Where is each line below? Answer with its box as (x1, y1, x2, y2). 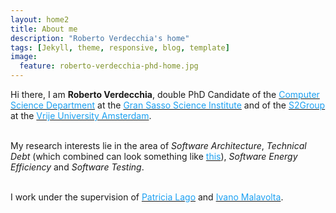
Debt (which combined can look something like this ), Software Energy (10, 151, 298, 162)
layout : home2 (10, 14, 70, 25)
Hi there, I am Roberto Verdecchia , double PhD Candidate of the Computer (10, 89, 320, 100)
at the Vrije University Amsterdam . (10, 110, 152, 121)
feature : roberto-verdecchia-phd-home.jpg (19, 61, 199, 71)
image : (10, 52, 38, 62)
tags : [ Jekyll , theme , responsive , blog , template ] (10, 42, 230, 53)
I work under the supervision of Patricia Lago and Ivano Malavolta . (10, 191, 284, 203)
